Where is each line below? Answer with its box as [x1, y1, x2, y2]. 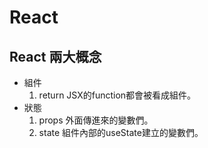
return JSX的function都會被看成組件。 [38, 89, 197, 101]
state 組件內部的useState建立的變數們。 [38, 127, 204, 138]
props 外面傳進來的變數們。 [38, 114, 154, 126]
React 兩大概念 [9, 48, 102, 65]
